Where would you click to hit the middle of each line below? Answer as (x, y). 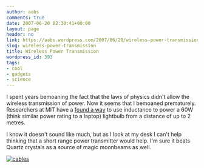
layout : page (23, 29)
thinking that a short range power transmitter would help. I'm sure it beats (98, 141)
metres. (16, 123)
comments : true (25, 18)
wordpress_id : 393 (29, 57)
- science (19, 79)
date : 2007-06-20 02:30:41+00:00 (49, 23)
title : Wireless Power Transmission (53, 52)
